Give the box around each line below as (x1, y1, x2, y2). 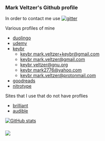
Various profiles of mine (5, 25, 55, 31)
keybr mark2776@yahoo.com (20, 67, 82, 73)
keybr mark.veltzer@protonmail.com (20, 73, 96, 79)
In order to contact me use (5, 16, 61, 22)
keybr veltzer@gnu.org (20, 62, 68, 68)
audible (12, 108, 29, 114)
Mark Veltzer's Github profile (5, 4, 78, 11)
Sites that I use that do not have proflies (5, 93, 88, 99)
